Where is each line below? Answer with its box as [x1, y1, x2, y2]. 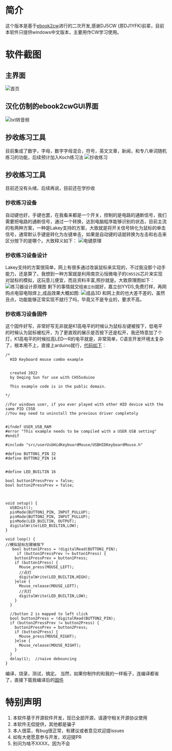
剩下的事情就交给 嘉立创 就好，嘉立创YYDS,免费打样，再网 [47, 283, 167, 290]
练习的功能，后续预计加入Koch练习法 [5, 154, 83, 160]
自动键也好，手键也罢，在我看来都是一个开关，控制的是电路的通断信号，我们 [5, 211, 167, 218]
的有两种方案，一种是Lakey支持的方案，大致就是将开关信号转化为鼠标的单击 [5, 224, 166, 231]
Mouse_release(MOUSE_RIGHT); [18, 643, 81, 648]
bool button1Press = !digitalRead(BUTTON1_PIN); [12, 547, 118, 552]
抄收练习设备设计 [5, 252, 48, 259]
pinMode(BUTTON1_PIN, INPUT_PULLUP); [10, 510, 91, 515]
